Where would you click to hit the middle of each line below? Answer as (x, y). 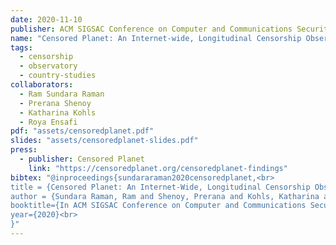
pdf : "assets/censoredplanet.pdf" (82, 131)
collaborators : (42, 85)
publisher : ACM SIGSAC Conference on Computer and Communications (151, 29)
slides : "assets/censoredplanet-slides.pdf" (104, 141)
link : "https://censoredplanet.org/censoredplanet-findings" (158, 168)
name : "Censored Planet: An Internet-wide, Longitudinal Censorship (156, 38)
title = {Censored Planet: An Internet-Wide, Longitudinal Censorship (160, 187)
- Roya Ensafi (48, 122)
